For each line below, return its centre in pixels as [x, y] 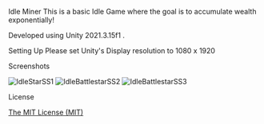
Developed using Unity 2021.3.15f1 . [67, 35]
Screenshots [29, 66]
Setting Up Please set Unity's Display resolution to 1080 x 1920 [112, 50]
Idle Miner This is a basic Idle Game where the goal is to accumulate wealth [132, 12]
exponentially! [31, 20]
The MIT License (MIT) [46, 112]
